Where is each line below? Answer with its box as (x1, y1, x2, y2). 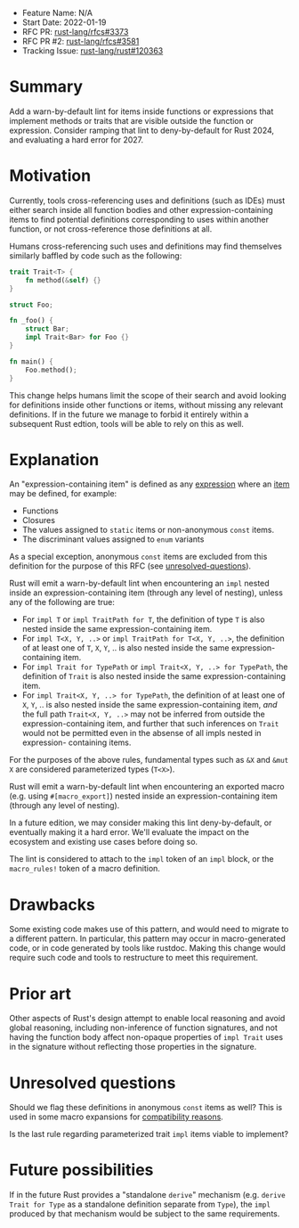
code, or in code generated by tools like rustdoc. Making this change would (9, 943, 287, 954)
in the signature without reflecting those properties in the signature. (9, 1042, 257, 1052)
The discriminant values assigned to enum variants (21, 534, 205, 544)
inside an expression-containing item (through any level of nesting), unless (9, 587, 283, 598)
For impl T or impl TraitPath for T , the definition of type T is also (21, 614, 265, 625)
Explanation (9, 449, 100, 470)
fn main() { (9, 356, 53, 366)
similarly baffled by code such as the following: (9, 250, 182, 261)
